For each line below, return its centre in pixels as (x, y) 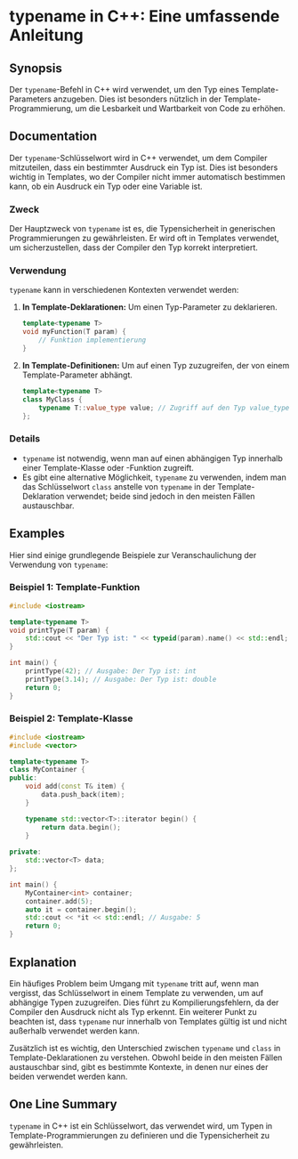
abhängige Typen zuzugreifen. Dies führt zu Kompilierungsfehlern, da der (144, 1002)
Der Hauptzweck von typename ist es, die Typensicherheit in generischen (142, 229)
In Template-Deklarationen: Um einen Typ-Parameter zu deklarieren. (149, 307)
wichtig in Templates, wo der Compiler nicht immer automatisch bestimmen (147, 176)
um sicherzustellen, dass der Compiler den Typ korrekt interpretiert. (133, 247)
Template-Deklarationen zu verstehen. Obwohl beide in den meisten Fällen (146, 1058)
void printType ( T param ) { (59, 630)
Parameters (30, 99)
